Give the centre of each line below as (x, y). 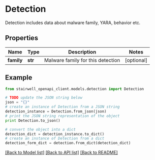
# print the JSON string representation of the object (62, 116)
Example (19, 78)
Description (82, 52)
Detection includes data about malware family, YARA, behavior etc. (73, 23)
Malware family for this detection (82, 60)
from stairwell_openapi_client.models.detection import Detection (75, 89)
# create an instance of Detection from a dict (55, 138)
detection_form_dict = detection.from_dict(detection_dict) (68, 143)
